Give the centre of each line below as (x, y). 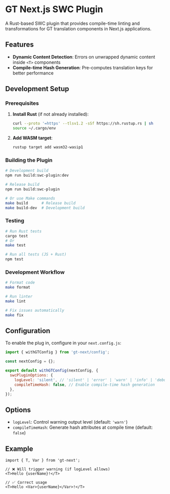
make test (16, 245)
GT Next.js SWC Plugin (54, 9)
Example (19, 449)
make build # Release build (40, 203)
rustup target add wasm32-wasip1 (48, 147)
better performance (33, 73)
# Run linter (19, 297)
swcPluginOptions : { (31, 376)
